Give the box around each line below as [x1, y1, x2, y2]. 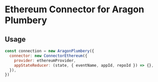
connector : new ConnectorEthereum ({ [9, 53, 87, 58]
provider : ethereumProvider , [14, 58, 76, 63]
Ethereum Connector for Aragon [5, 4, 144, 15]
